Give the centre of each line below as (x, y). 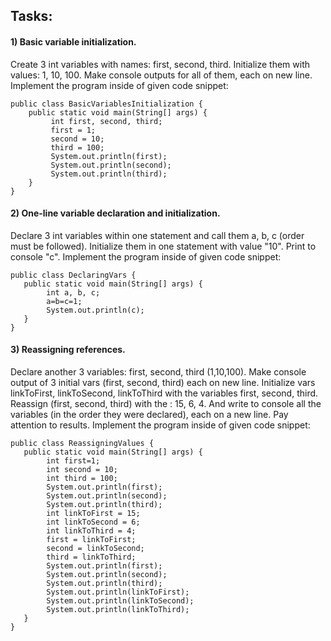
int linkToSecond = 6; (93, 522)
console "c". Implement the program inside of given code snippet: (146, 256)
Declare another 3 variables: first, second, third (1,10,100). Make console (158, 372)
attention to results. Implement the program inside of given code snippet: (160, 425)
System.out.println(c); (95, 310)
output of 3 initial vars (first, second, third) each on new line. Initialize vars (163, 382)
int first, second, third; (106, 121)
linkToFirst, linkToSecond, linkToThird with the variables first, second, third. (164, 393)
